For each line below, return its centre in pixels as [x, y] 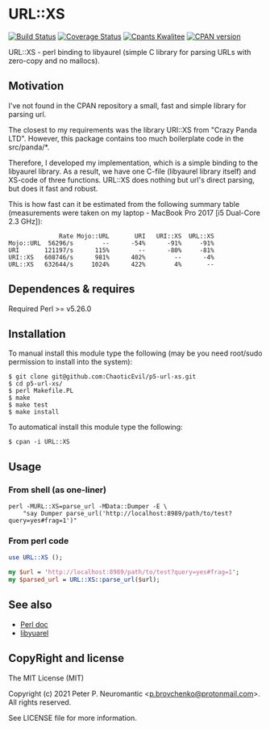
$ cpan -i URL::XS [39, 442]
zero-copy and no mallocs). [54, 61]
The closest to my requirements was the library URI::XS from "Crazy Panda [133, 129]
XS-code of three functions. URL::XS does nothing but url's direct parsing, [132, 179]
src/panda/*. [29, 147]
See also [30, 605]
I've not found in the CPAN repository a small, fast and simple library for [127, 105]
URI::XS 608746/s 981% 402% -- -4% [112, 257]
